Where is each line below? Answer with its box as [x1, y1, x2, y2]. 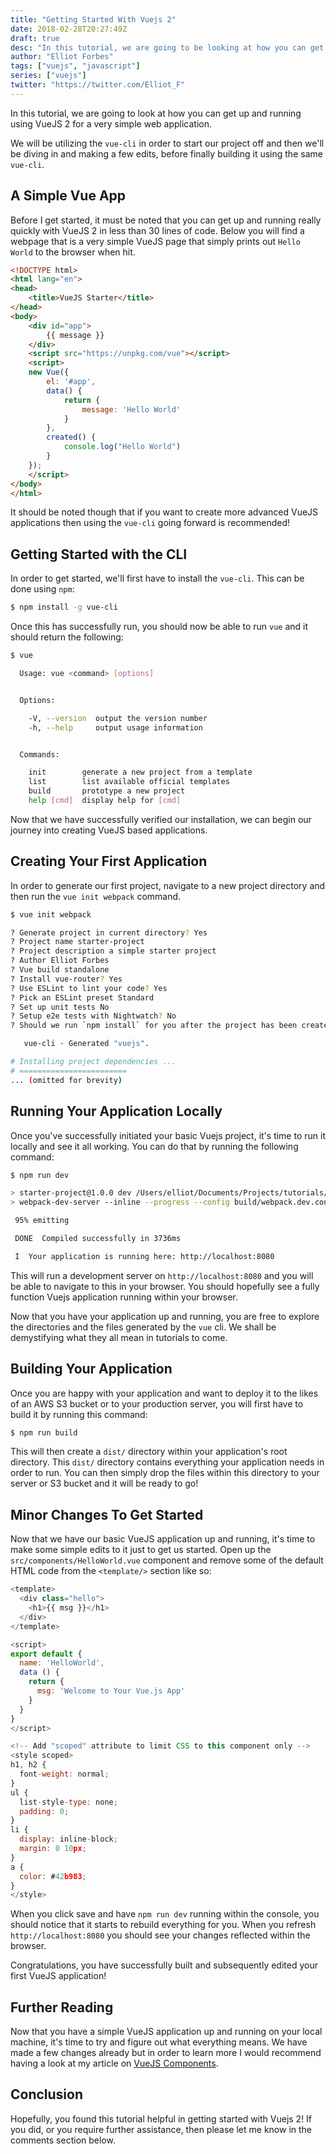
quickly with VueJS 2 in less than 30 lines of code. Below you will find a [10, 224, 305, 236]
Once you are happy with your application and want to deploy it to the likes [10, 1387, 319, 1399]
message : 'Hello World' [81, 404, 182, 415]
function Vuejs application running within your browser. [10, 1291, 238, 1303]
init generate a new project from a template [28, 767, 253, 778]
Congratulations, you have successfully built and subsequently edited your [10, 1959, 318, 1971]
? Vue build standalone [10, 965, 110, 975]
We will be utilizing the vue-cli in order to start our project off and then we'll [10, 137, 325, 149]
